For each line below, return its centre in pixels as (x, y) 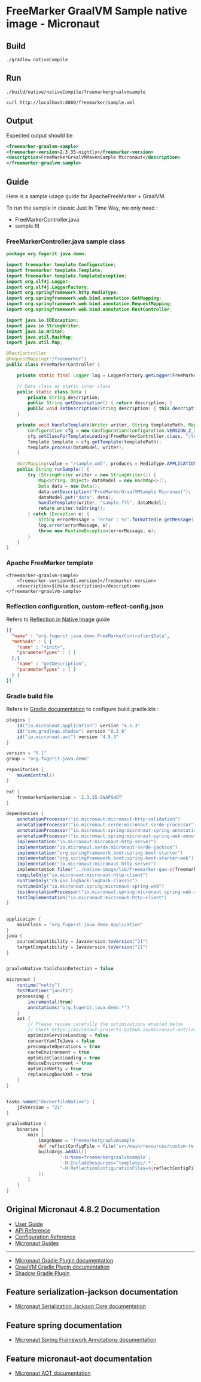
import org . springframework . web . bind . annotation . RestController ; (89, 310)
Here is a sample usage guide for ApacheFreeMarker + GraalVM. (86, 196)
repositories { (25, 770)
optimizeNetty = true (55, 1069)
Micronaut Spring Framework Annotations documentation (86, 1340)
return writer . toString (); (72, 509)
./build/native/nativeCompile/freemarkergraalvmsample (76, 92)
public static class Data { (52, 392)
